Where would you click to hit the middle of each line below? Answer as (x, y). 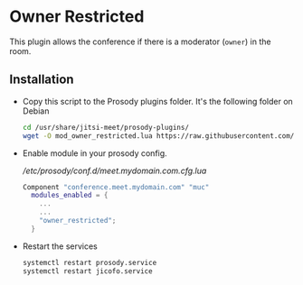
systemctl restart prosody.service (90, 262)
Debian (36, 111)
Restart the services (60, 246)
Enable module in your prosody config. (95, 153)
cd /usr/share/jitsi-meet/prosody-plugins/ (106, 127)
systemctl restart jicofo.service (87, 271)
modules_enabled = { (70, 196)
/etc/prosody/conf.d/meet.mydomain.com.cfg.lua (114, 170)
